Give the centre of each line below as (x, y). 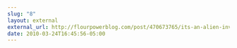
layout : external (33, 20)
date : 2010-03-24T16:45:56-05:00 (56, 34)
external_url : (28, 27)
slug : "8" (22, 14)
